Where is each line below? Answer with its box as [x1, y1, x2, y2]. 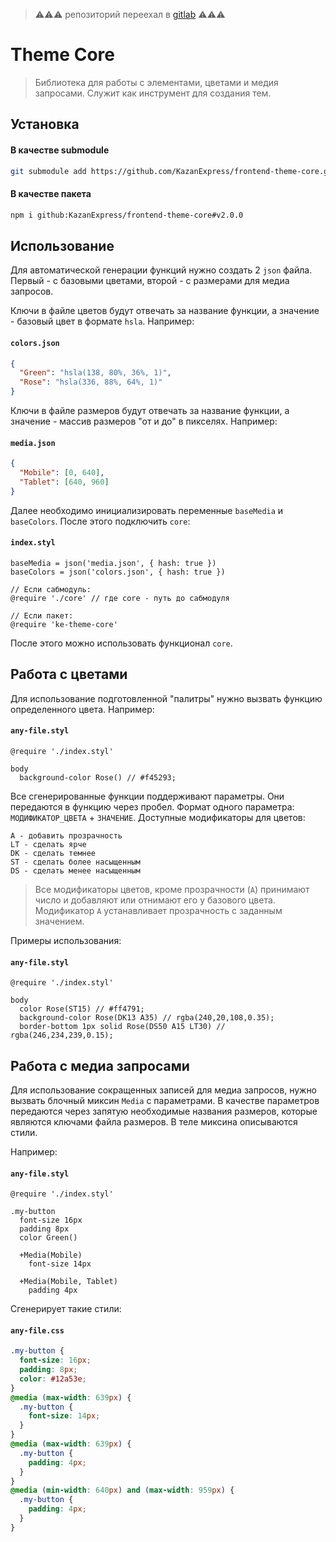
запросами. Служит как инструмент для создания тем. [34, 87, 272, 99]
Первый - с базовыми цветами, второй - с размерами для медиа [10, 275, 290, 287]
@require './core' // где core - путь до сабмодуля [10, 593, 230, 603]
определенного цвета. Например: [10, 703, 155, 715]
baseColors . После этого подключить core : [10, 515, 191, 527]
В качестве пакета [10, 188, 92, 199]
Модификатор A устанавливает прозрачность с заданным [34, 904, 283, 916]
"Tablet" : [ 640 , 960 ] [19, 477, 110, 487]
